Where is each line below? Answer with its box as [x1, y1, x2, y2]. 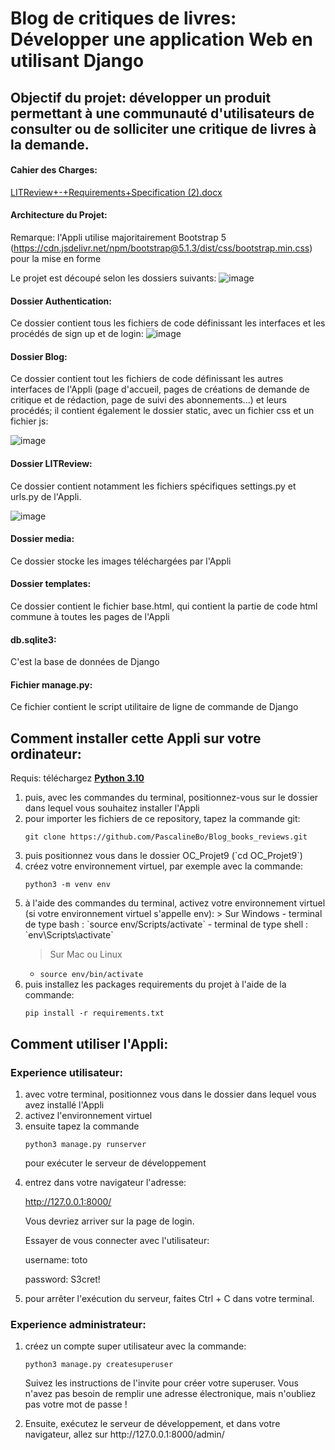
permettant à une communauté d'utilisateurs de [10, 105, 315, 122]
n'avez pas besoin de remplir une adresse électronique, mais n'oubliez [24, 1388, 317, 1400]
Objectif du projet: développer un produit [10, 89, 272, 106]
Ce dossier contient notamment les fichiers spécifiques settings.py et [10, 480, 297, 492]
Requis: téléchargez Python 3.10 [10, 772, 145, 784]
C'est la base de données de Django [10, 656, 160, 668]
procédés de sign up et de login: [10, 328, 144, 340]
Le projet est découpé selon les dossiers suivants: [10, 272, 217, 284]
